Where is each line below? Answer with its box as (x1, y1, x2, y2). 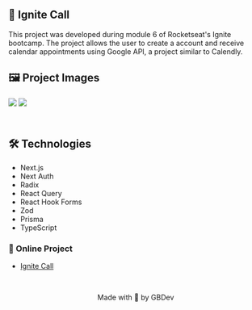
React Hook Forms (19, 197, 82, 207)
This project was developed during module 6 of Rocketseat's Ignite (8, 29, 232, 39)
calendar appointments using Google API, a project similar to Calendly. (8, 46, 243, 57)
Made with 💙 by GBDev (97, 292, 174, 302)
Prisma (19, 214, 44, 224)
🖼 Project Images (8, 71, 100, 85)
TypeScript (19, 223, 57, 232)
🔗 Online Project (8, 243, 73, 254)
